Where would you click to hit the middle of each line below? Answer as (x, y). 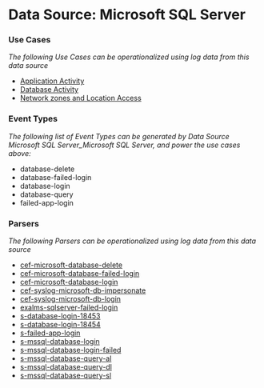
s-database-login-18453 (60, 316)
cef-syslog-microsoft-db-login (70, 299)
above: (20, 153)
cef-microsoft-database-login (69, 282)
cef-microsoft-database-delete (71, 265)
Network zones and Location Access (80, 98)
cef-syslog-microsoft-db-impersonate (83, 290)
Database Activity (49, 90)
